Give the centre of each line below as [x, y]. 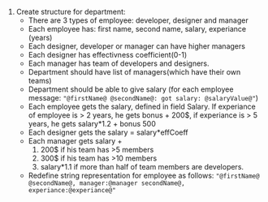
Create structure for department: [71, 12]
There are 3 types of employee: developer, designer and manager [138, 20]
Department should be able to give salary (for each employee [131, 89]
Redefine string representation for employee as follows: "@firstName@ [144, 175]
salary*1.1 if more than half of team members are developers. [142, 167]
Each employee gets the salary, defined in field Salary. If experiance [142, 106]
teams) [40, 81]
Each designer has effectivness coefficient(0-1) [108, 55]
